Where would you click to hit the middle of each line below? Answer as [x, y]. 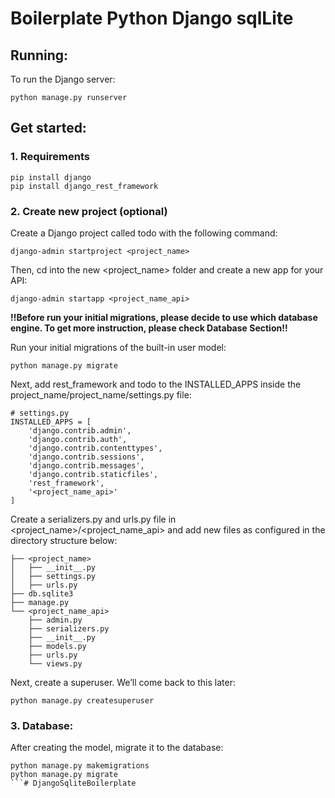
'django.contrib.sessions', [86, 457]
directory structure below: [64, 540]
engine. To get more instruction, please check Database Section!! [149, 328]
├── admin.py [55, 620]
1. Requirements [50, 157]
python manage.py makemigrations [80, 766]
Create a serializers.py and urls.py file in [93, 519]
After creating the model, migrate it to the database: [117, 748]
